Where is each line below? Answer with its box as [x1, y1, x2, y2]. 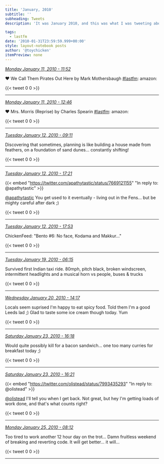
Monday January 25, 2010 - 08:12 [5, 424, 74, 430]
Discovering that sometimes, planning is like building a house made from [5, 142, 151, 147]
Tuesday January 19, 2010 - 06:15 [5, 256, 74, 262]
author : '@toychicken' [5, 48, 51, 53]
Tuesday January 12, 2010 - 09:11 [5, 132, 73, 138]
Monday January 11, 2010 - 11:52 [5, 66, 71, 72]
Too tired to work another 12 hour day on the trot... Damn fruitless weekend [5, 434, 156, 440]
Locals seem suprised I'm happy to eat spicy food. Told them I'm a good [5, 304, 150, 310]
